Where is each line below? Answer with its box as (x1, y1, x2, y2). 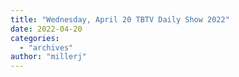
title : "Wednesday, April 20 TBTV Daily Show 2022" (10, 14, 230, 25)
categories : (10, 33, 60, 43)
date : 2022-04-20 (10, 24, 83, 34)
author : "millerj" (10, 52, 87, 62)
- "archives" (19, 42, 74, 53)
